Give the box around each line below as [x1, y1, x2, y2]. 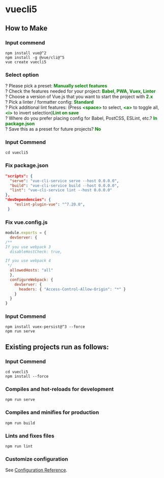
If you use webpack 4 [5, 258, 51, 263]
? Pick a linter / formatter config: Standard [5, 99, 94, 105]
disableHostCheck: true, [10, 249, 62, 254]
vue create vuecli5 [5, 59, 47, 65]
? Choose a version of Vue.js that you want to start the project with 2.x [5, 94, 153, 100]
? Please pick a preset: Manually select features [5, 83, 108, 89]
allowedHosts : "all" [10, 268, 53, 273]
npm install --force [5, 374, 49, 379]
